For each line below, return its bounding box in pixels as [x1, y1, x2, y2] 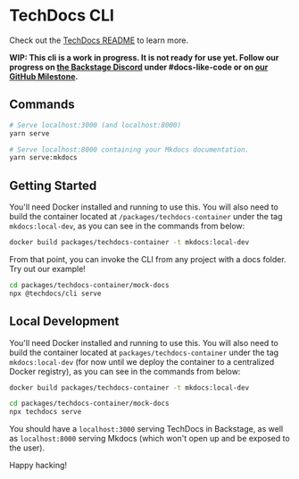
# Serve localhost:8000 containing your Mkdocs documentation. [9, 145, 250, 154]
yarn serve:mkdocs [9, 153, 78, 162]
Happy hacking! [9, 460, 68, 471]
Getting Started [9, 178, 97, 193]
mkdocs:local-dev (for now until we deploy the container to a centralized [9, 356, 275, 367]
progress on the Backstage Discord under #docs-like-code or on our [9, 62, 269, 72]
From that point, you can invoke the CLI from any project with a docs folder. [9, 253, 287, 264]
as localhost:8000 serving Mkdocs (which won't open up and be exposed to [9, 434, 290, 444]
